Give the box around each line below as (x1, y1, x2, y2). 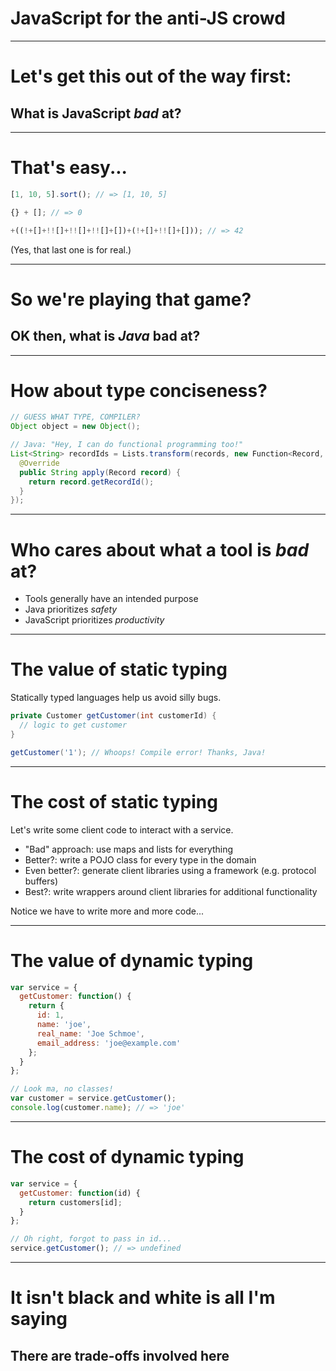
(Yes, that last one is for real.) (10, 243, 132, 256)
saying (10, 1308, 68, 1331)
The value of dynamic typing (10, 949, 254, 972)
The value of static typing (10, 658, 228, 681)
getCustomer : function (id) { (19, 1188, 141, 1198)
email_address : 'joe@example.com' (36, 1038, 182, 1048)
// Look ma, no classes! (10, 1084, 114, 1094)
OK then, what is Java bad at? (10, 328, 201, 345)
